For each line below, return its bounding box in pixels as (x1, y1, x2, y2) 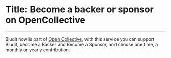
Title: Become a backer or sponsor (5, 4, 154, 15)
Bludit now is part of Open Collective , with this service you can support (5, 36, 155, 42)
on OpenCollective (5, 14, 85, 26)
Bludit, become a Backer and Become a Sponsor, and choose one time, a (5, 41, 158, 47)
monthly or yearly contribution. (5, 47, 70, 53)
